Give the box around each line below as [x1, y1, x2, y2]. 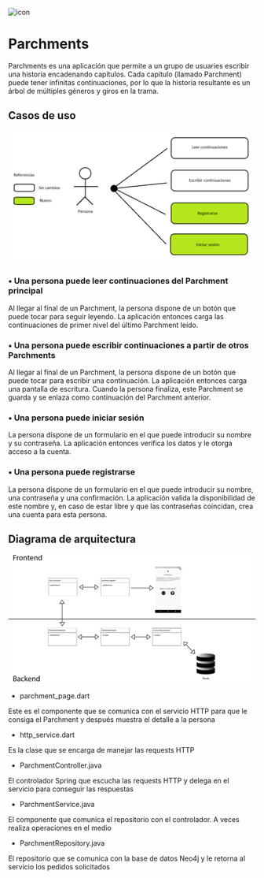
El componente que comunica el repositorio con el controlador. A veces [8, 814, 240, 824]
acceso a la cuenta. [8, 447, 71, 456]
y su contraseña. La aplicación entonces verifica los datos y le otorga [8, 438, 233, 448]
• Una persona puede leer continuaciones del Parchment [8, 276, 229, 287]
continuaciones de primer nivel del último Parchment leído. [8, 320, 199, 329]
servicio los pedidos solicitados [8, 861, 110, 871]
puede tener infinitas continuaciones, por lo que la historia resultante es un [8, 77, 251, 87]
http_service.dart [19, 730, 75, 739]
